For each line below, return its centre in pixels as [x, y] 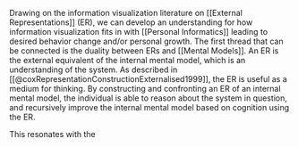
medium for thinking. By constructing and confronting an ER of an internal [145, 89]
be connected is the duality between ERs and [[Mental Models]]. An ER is [144, 51]
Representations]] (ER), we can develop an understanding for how [131, 22]
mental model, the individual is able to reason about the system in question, [149, 98]
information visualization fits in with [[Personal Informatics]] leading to [139, 32]
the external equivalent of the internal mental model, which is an [128, 60]
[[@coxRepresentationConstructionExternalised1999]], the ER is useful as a [149, 79]
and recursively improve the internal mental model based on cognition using [149, 107]
